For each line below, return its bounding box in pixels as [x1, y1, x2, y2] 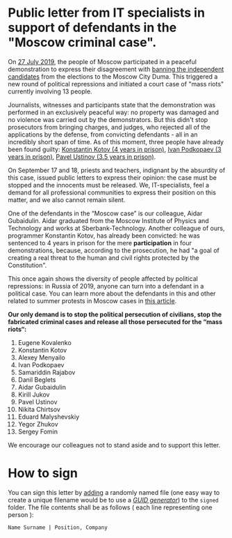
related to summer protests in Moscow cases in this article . [8, 296, 177, 305]
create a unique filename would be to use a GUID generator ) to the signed [8, 495, 219, 504]
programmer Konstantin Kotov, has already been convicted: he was [8, 231, 200, 240]
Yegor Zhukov [17, 420, 58, 428]
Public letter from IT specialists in [8, 5, 206, 21]
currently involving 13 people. [8, 87, 92, 95]
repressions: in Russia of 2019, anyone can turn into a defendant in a [8, 282, 204, 290]
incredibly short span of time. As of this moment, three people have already [8, 137, 224, 146]
